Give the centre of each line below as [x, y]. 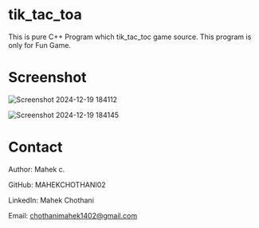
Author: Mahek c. [37, 169]
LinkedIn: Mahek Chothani [51, 200]
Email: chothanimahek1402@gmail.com [73, 215]
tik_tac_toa [45, 15]
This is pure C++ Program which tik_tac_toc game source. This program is [130, 37]
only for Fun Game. [40, 45]
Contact [35, 147]
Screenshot [47, 78]
